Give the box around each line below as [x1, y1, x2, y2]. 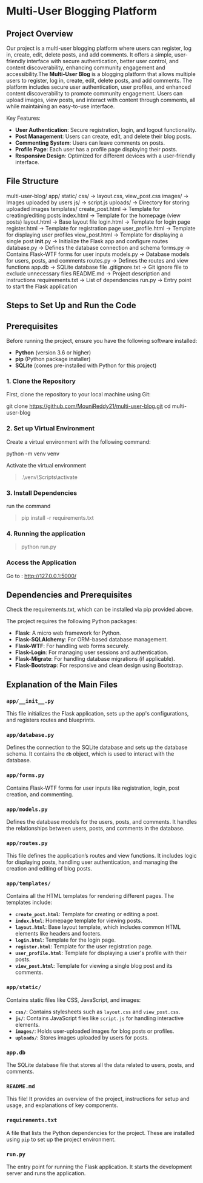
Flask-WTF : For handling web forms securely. [15, 643, 130, 650]
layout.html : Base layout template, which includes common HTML [15, 923, 181, 931]
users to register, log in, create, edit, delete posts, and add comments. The [6, 77, 193, 84]
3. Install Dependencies [6, 488, 78, 497]
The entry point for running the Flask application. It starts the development [6, 1163, 192, 1170]
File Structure [6, 176, 59, 187]
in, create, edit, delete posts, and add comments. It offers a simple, [6, 51, 173, 58]
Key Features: [6, 114, 41, 122]
